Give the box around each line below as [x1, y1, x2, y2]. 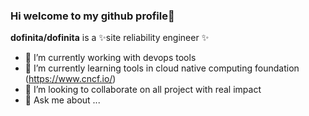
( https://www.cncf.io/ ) [24, 73, 117, 85]
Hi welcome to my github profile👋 [10, 9, 175, 23]
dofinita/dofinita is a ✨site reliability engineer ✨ [10, 32, 210, 44]
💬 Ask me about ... [24, 94, 101, 106]
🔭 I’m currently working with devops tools [24, 52, 197, 64]
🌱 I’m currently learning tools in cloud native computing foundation [24, 62, 300, 74]
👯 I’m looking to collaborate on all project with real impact [24, 84, 262, 96]
